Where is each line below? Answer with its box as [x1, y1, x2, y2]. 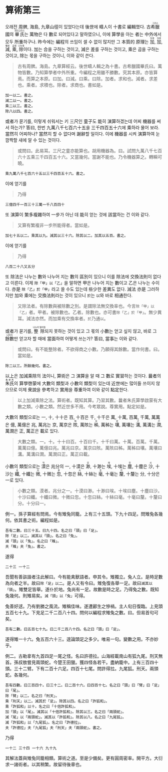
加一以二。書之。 [5, 93, 35, 98]
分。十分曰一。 [17, 500, 48, 506]
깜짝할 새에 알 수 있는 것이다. [5, 137, 61, 143]
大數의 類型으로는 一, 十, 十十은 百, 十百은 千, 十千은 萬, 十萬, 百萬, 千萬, [5, 414, 150, 420]
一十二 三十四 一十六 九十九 [5, 745, 57, 750]
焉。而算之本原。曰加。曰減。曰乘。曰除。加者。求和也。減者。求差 [17, 76, 158, 82]
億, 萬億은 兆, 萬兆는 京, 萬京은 [10, 421, 72, 427]
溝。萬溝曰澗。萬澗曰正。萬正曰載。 [17, 451, 92, 457]
